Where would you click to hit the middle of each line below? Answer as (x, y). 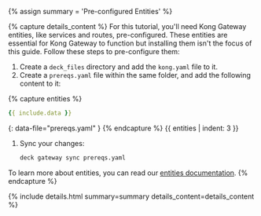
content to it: (40, 83)
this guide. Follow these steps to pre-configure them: (94, 51)
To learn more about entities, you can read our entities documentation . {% (128, 173)
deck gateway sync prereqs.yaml (72, 157)
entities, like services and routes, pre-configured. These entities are (118, 35)
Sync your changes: (52, 143)
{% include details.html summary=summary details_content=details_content (131, 196)
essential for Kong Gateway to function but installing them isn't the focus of (130, 43)
